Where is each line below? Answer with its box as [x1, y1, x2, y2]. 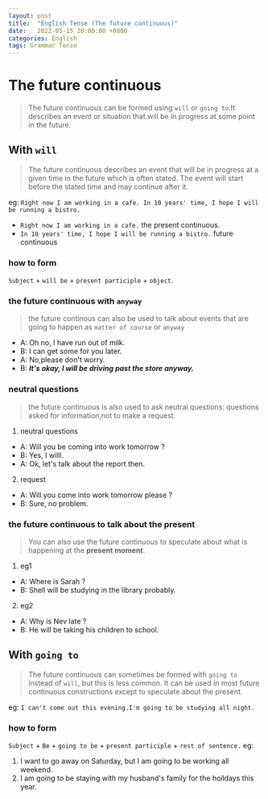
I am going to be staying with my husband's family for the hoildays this [19, 773, 254, 783]
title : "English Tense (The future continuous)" [8, 19, 179, 27]
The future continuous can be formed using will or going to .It [27, 103, 236, 113]
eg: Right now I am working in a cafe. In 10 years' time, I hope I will [8, 197, 259, 207]
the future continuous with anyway [8, 295, 142, 307]
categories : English [8, 34, 78, 43]
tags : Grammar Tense [8, 42, 78, 50]
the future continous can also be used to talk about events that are [27, 314, 249, 323]
